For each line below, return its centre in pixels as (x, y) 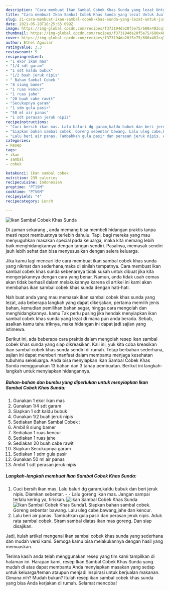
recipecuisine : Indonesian (34, 182)
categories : (18, 141)
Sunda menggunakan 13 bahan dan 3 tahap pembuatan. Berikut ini (74, 365)
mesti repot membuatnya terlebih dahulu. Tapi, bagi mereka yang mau (78, 235)
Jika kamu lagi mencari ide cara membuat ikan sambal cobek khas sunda (81, 261)
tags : (11, 150)
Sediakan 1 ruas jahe (34, 438)
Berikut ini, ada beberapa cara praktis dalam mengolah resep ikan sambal (81, 339)
